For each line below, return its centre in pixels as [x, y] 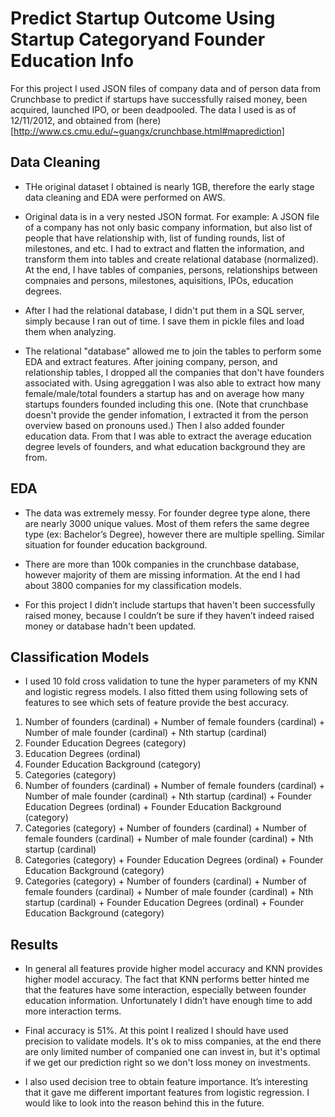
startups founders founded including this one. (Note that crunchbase [166, 404]
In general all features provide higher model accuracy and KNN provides [173, 969]
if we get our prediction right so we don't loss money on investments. [167, 1063]
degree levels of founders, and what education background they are [165, 446]
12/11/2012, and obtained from [72, 120]
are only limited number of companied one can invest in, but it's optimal [172, 1052]
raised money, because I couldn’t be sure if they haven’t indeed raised [169, 615]
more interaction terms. [73, 1011]
